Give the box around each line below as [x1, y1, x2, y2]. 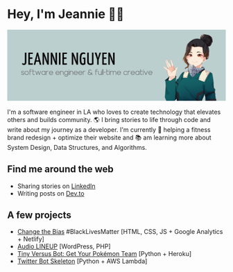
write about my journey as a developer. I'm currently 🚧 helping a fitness [7, 125, 212, 134]
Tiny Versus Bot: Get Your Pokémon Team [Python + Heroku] [17, 250, 192, 258]
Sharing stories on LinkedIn [17, 182, 96, 190]
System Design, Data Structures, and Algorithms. [7, 143, 147, 151]
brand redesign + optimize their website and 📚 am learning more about [7, 133, 212, 142]
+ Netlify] [17, 235, 45, 244]
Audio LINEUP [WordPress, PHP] [17, 242, 111, 250]
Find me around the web [7, 163, 114, 176]
